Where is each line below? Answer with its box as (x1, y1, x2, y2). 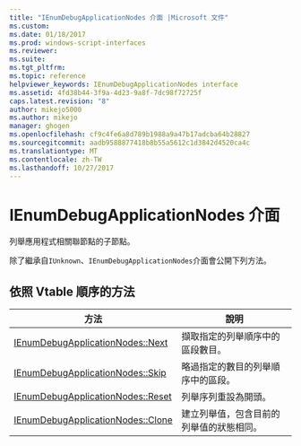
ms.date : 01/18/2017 (9, 30, 87, 39)
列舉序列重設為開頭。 (181, 391, 271, 404)
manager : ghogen (9, 122, 70, 131)
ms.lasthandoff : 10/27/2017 (9, 163, 115, 172)
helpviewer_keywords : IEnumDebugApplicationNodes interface (9, 80, 239, 89)
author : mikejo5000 (9, 105, 82, 114)
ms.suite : (9, 55, 47, 64)
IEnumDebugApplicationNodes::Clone (13, 414, 173, 426)
